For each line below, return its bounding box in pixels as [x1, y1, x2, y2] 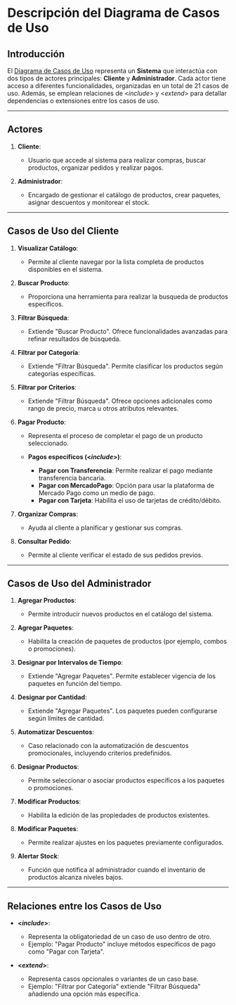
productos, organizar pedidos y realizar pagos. [27, 163, 164, 172]
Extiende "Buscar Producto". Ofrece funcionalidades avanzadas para [27, 327, 228, 335]
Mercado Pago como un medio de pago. [38, 488, 156, 497]
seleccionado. [27, 439, 69, 447]
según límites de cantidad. [27, 714, 105, 723]
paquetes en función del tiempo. [27, 680, 122, 688]
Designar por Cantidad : [17, 693, 87, 701]
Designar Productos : [17, 763, 79, 771]
